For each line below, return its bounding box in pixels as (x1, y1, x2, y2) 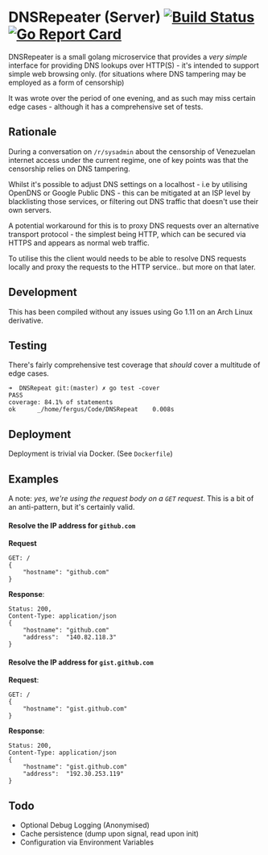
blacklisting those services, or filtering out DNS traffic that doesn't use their (8, 196, 259, 206)
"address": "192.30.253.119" (23, 770, 125, 778)
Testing (8, 339, 47, 352)
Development (8, 286, 78, 299)
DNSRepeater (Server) (8, 8, 161, 27)
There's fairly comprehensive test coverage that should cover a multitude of (8, 360, 261, 370)
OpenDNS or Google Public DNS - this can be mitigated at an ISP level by (8, 188, 251, 198)
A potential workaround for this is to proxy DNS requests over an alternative (8, 220, 259, 230)
